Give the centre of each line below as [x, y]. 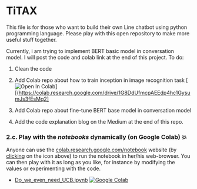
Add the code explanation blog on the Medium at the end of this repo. [99, 121]
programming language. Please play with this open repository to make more [98, 33]
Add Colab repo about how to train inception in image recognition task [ [101, 80]
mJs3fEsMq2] [31, 99]
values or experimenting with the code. [54, 168]
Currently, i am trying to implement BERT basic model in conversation [90, 51]
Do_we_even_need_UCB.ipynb [51, 180]
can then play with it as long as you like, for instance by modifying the [91, 163]
